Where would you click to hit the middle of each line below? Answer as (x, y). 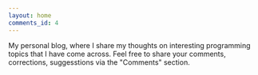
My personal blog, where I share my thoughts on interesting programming (129, 45)
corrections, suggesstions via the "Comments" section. (99, 62)
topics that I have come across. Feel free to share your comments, (117, 54)
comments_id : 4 (34, 23)
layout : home (30, 15)
